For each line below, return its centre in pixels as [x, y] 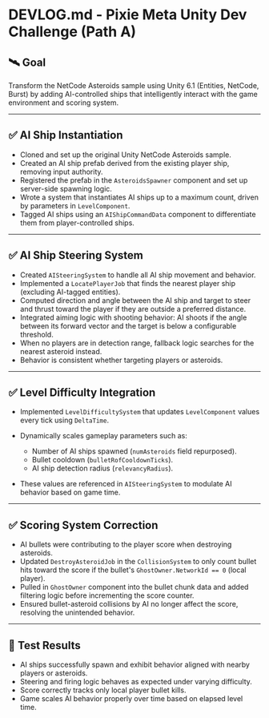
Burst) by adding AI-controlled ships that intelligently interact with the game [133, 94]
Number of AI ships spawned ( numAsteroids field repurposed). [134, 451]
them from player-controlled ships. [77, 223]
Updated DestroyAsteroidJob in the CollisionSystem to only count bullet [138, 562]
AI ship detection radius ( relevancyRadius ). [102, 468]
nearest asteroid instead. [61, 351]
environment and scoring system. [63, 103]
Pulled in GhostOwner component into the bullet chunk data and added [134, 587]
